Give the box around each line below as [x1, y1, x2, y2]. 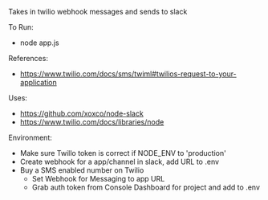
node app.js [19, 38, 59, 47]
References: [8, 54, 48, 63]
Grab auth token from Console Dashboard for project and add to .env [31, 182, 261, 192]
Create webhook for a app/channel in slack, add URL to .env [19, 157, 219, 166]
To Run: [8, 22, 34, 31]
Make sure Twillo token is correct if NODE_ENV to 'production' [19, 149, 226, 157]
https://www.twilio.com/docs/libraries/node [19, 117, 164, 127]
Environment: [8, 133, 52, 142]
